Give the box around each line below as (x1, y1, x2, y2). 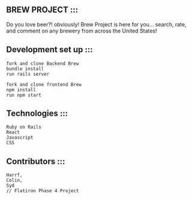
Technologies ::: (6, 108, 68, 119)
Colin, (6, 177, 23, 184)
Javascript (6, 135, 34, 141)
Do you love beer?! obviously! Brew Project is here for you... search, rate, (6, 20, 187, 28)
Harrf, (6, 172, 23, 178)
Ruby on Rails (6, 124, 42, 130)
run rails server (6, 71, 50, 77)
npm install (6, 86, 36, 92)
